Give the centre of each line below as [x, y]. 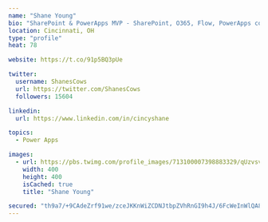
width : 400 [41, 169]
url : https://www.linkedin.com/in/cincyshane [93, 118]
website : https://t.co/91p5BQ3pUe [66, 60]
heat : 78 [23, 46]
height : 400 [42, 176]
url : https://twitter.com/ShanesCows [78, 89]
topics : [21, 133]
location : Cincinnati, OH [51, 30]
